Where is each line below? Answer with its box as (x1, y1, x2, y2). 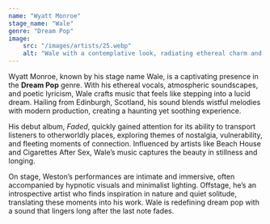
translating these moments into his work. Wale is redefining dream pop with (8, 197, 260, 207)
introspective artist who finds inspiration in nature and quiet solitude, (8, 189, 237, 198)
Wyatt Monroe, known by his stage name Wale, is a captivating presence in (8, 72, 259, 81)
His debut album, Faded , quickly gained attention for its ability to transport (8, 122, 256, 131)
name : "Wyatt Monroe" (8, 11, 82, 20)
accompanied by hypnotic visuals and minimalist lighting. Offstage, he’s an (8, 180, 257, 190)
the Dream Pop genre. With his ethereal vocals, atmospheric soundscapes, (8, 80, 259, 90)
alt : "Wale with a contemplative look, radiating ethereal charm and (23, 49, 263, 57)
